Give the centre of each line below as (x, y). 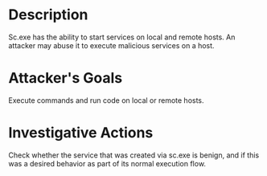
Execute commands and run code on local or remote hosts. (106, 100)
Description (48, 15)
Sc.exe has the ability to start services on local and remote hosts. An (122, 37)
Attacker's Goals (66, 78)
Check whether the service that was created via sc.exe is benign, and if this (134, 155)
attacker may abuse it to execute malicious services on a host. (111, 45)
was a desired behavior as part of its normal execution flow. (107, 163)
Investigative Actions (81, 133)
